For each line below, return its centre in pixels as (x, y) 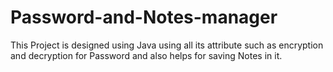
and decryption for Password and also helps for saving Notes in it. (146, 55)
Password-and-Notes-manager (144, 17)
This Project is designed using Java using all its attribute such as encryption (167, 45)
